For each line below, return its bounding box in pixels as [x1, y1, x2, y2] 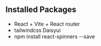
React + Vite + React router [14, 20, 80, 27]
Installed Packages [5, 5, 77, 15]
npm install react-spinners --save [14, 32, 95, 40]
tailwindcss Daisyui [14, 27, 61, 34]
